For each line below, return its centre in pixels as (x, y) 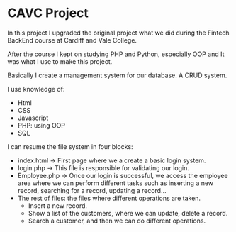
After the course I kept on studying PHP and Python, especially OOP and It (116, 54)
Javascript (33, 118)
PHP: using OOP (41, 125)
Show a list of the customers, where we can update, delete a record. (128, 213)
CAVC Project (48, 13)
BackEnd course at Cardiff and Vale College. (72, 40)
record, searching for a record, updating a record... (92, 190)
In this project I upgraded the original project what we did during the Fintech (118, 33)
